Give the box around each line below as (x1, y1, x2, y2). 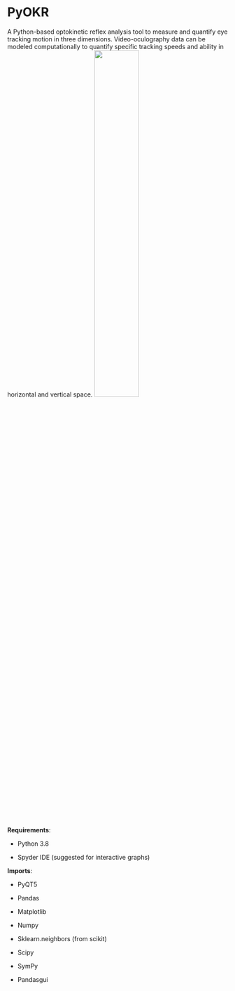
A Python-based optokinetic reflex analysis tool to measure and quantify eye (7, 27, 228, 36)
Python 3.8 (17, 839, 49, 848)
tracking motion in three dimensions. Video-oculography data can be (7, 34, 206, 43)
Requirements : (7, 825, 51, 834)
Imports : (7, 866, 33, 874)
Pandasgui (17, 975, 48, 983)
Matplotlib (17, 907, 47, 916)
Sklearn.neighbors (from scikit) (17, 934, 107, 943)
